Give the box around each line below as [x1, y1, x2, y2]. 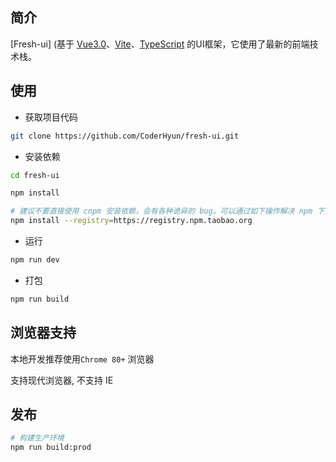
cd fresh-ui [10, 170, 60, 180]
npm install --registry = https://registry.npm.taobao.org [10, 216, 253, 226]
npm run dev [10, 255, 60, 265]
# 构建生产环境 [10, 433, 65, 443]
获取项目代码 [24, 111, 78, 123]
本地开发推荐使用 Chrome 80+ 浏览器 [10, 353, 155, 365]
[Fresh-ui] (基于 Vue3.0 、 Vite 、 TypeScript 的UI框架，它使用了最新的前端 [10, 38, 310, 50]
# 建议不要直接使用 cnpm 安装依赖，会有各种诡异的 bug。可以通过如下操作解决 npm [10, 206, 313, 217]
